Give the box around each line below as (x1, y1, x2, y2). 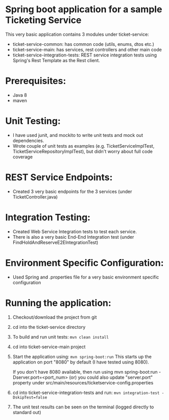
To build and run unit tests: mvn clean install (12, 333, 109, 340)
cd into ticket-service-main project (12, 344, 86, 350)
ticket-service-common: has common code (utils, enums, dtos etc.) (12, 41, 154, 47)
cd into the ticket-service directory (12, 324, 86, 330)
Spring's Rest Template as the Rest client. (12, 57, 100, 63)
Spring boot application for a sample (5, 4, 162, 15)
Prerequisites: (5, 75, 66, 87)
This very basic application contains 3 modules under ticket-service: (5, 31, 149, 37)
